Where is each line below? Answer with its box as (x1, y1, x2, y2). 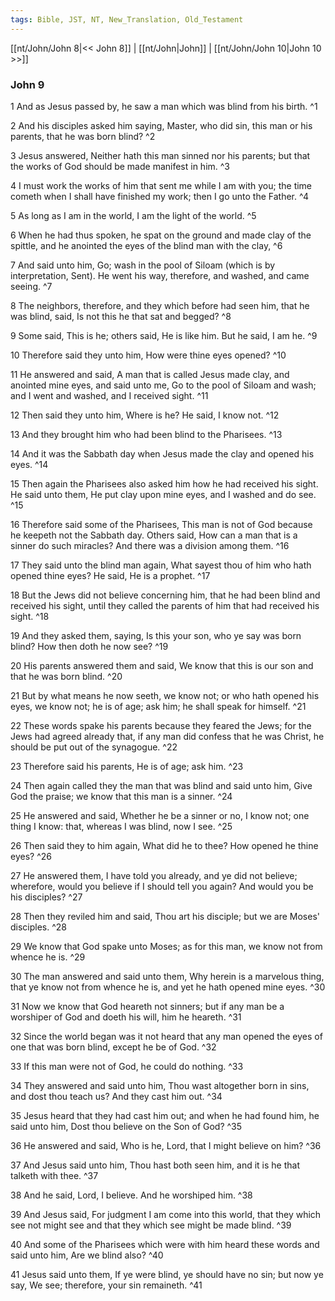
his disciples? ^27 (10, 891, 83, 903)
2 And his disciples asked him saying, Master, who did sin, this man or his (10, 119, 313, 131)
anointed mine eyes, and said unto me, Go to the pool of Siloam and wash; (10, 379, 317, 391)
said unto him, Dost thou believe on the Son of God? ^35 (10, 1120, 243, 1132)
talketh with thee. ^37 (10, 1169, 99, 1181)
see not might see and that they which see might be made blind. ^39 (10, 1219, 292, 1231)
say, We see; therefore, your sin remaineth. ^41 (10, 1279, 203, 1291)
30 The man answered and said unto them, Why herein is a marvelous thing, (10, 970, 325, 982)
